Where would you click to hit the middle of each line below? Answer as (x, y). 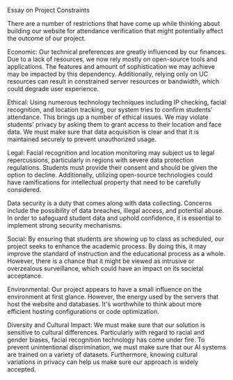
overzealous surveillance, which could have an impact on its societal (105, 268)
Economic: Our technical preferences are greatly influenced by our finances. (117, 52)
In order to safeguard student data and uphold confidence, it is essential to (114, 218)
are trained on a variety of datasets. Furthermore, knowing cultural (103, 355)
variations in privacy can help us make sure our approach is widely (103, 362)
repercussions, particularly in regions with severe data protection (101, 160)
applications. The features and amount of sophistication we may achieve (111, 66)
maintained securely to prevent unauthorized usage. (82, 139)
